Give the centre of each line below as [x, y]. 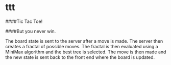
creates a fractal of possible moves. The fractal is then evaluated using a [82, 46]
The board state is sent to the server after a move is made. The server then [84, 41]
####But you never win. [31, 31]
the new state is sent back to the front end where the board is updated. [80, 57]
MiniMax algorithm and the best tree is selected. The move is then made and [86, 52]
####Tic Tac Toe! [24, 21]
